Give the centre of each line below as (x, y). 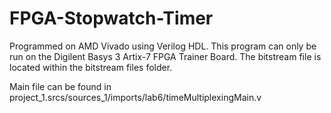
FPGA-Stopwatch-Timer (111, 18)
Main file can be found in (60, 86)
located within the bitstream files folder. (91, 67)
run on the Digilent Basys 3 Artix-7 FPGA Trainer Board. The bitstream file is (165, 56)
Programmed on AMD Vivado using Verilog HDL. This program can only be (163, 46)
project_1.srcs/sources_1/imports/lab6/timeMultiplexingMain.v (135, 97)
